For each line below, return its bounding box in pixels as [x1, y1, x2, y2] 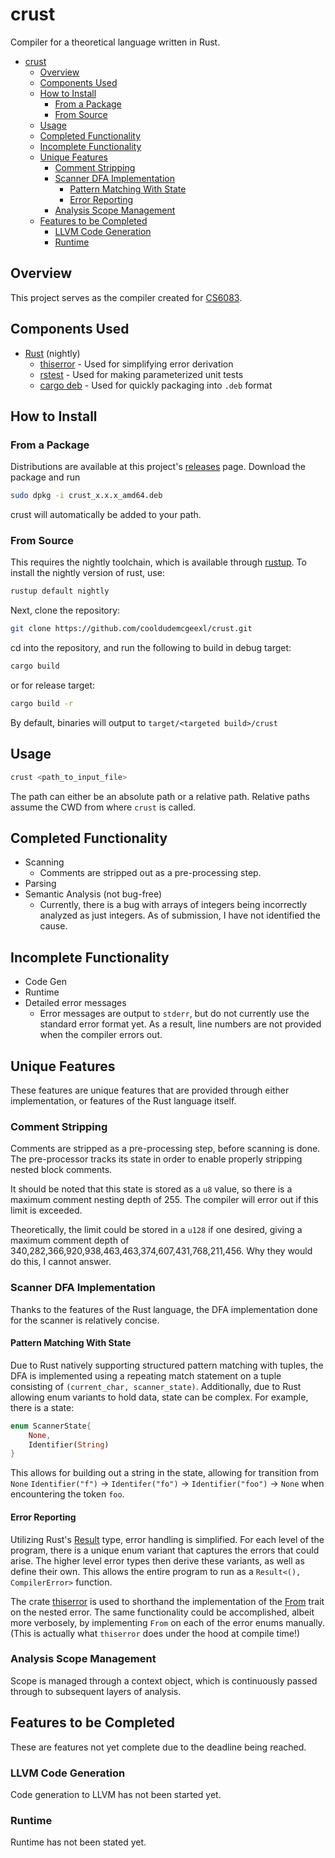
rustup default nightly [10, 586, 110, 597]
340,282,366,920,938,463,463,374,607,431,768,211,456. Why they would [10, 1245, 313, 1257]
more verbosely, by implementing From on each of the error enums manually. [10, 1616, 325, 1628]
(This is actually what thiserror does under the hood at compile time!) [10, 1627, 301, 1639]
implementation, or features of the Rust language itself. [10, 1095, 237, 1107]
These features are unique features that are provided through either [10, 1084, 290, 1097]
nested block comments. [10, 1164, 113, 1176]
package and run [10, 471, 81, 483]
